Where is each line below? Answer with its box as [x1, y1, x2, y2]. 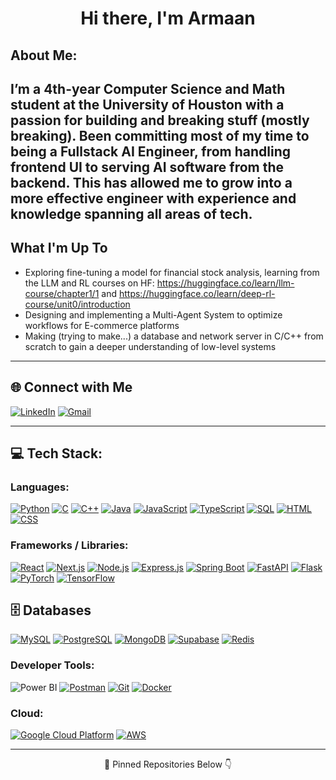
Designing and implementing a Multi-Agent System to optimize [24, 308, 283, 321]
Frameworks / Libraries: [10, 538, 129, 552]
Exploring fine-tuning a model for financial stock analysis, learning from [24, 266, 320, 278]
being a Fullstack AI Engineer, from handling [10, 143, 291, 160]
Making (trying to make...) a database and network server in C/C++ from [24, 330, 324, 342]
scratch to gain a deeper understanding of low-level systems [24, 340, 277, 352]
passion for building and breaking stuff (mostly [10, 112, 310, 129]
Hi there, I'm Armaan [80, 7, 256, 30]
